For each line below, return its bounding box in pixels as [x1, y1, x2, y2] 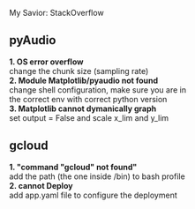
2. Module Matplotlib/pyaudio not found [9, 75, 159, 86]
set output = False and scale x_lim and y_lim [9, 112, 169, 123]
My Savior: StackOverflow [9, 8, 104, 18]
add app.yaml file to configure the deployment [9, 190, 178, 200]
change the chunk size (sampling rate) [9, 65, 149, 76]
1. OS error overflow [9, 56, 84, 67]
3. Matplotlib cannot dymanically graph [9, 103, 157, 114]
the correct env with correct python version [9, 93, 168, 104]
